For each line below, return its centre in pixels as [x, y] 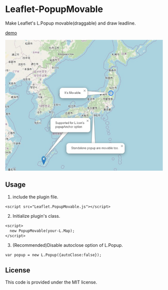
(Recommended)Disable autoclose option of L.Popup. [68, 245]
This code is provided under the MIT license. [51, 282]
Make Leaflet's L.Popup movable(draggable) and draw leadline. [70, 23]
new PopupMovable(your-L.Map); [42, 231]
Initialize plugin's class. [36, 216]
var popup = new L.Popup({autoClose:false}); [53, 255]
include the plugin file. [35, 197]
